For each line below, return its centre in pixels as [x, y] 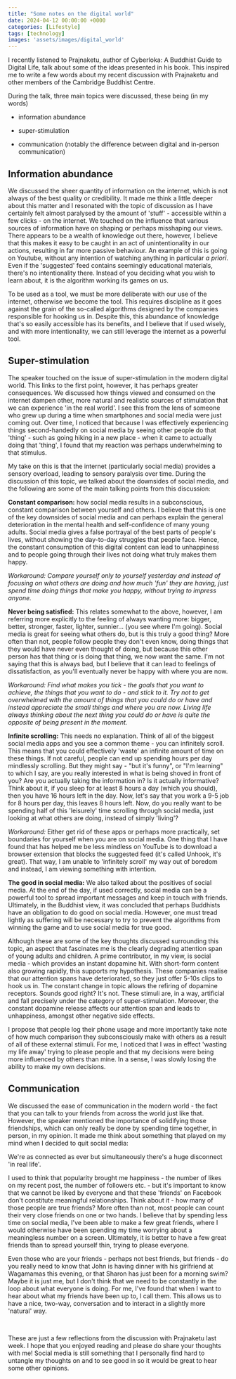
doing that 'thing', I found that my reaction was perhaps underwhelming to [115, 445]
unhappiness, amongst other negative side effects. [81, 1016]
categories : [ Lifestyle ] [44, 27]
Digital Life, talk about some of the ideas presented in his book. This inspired [119, 67]
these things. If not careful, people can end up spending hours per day [110, 758]
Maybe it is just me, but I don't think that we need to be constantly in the [112, 1281]
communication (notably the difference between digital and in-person [119, 144]
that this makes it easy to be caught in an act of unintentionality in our [109, 242]
